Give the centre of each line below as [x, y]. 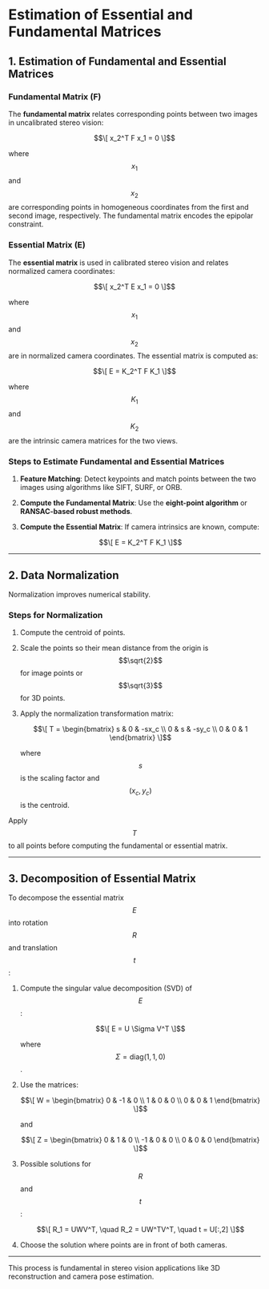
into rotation [28, 922]
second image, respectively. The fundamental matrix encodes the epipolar [131, 216]
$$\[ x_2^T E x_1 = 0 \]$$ [134, 287]
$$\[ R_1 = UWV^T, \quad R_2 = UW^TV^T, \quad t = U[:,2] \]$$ [141, 1229]
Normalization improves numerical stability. [79, 595]
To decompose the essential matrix [66, 897]
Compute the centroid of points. [72, 632]
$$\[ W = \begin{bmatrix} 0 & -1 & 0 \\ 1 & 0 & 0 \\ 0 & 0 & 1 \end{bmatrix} [141, 1100]
